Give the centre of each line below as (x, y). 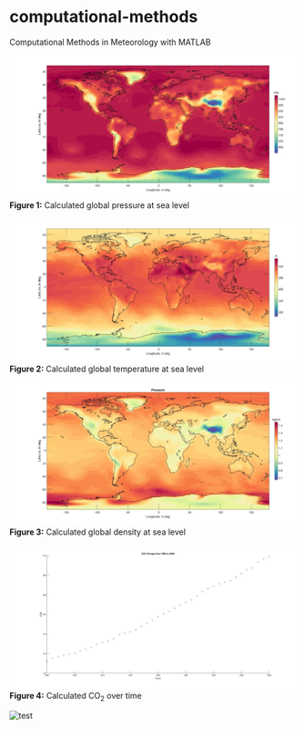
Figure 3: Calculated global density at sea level (98, 532)
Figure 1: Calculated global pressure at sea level (99, 205)
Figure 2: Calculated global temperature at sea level (107, 369)
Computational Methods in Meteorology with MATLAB (110, 42)
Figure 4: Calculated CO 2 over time (76, 697)
